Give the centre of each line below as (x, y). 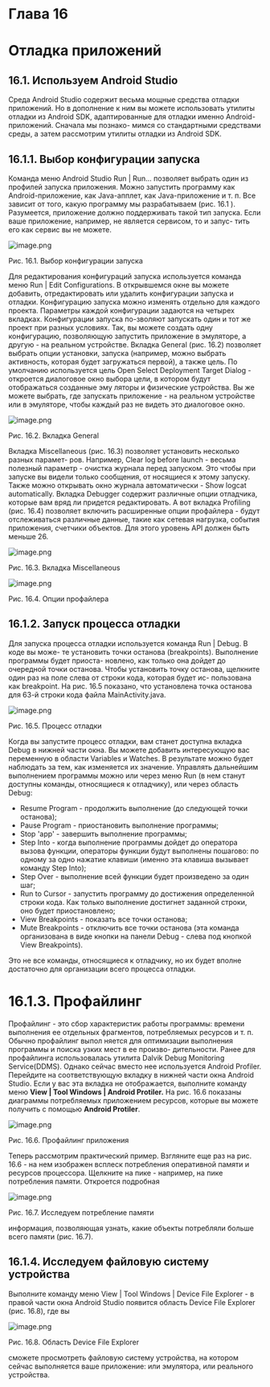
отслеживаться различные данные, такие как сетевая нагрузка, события (134, 520)
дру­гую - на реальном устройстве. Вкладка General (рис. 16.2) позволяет (135, 345)
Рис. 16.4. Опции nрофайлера (59, 599)
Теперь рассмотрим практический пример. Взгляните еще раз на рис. (130, 1156)
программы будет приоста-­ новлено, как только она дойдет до (117, 661)
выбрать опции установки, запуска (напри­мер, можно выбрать (117, 353)
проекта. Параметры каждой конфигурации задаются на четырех (122, 311)
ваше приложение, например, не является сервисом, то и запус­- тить (129, 221)
